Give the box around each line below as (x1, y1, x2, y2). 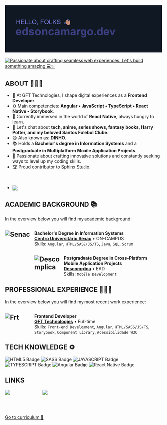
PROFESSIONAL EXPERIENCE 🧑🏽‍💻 (5, 285, 113, 294)
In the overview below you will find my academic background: (5, 216, 132, 222)
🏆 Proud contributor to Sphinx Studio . (12, 164, 91, 170)
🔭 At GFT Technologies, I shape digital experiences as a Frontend (12, 92, 147, 98)
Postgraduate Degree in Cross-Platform (64, 255, 148, 261)
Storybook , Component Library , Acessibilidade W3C (34, 329, 138, 335)
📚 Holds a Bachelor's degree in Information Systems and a (12, 140, 137, 146)
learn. (12, 119, 25, 125)
